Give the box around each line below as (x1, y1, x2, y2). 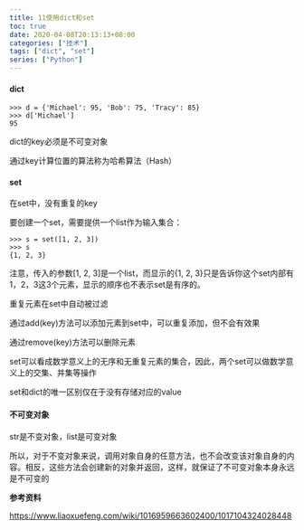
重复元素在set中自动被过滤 (9, 298, 109, 309)
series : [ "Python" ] (9, 55, 83, 64)
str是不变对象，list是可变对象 (9, 431, 118, 441)
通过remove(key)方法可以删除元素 (9, 336, 136, 348)
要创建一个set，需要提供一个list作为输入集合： (9, 217, 183, 228)
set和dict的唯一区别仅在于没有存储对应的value (9, 386, 183, 398)
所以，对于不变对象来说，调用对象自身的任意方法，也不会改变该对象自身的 (9, 450, 287, 461)
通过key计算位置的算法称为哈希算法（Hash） (9, 156, 177, 166)
